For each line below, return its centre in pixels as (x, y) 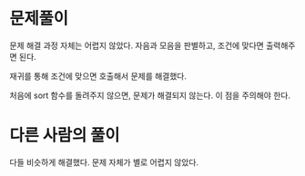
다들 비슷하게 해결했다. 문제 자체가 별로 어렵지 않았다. (104, 162)
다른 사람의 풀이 (65, 136)
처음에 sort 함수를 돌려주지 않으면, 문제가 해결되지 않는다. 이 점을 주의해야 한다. (150, 95)
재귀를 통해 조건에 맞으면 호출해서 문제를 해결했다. (98, 76)
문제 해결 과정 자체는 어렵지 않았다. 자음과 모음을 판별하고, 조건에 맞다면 (137, 45)
